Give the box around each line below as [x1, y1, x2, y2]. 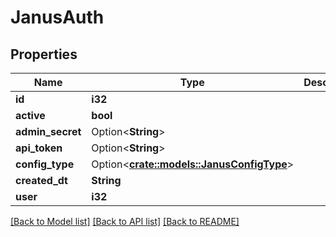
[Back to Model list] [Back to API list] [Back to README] [10, 216, 240, 227]
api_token [15, 141, 63, 155]
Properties [10, 46, 78, 63]
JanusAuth [10, 6, 105, 29]
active [15, 109, 46, 122]
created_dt [15, 174, 68, 187]
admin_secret [15, 125, 82, 138]
